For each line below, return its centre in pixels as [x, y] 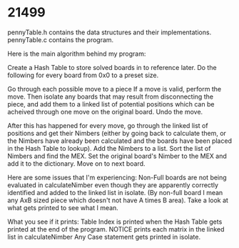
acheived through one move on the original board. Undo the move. [105, 111]
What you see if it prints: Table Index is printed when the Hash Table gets [115, 222]
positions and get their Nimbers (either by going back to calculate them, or [117, 133]
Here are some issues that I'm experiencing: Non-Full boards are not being [117, 177]
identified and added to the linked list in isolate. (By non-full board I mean [115, 192]
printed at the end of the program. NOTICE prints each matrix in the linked [116, 229]
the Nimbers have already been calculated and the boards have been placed [119, 141]
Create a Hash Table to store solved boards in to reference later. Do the [112, 67]
